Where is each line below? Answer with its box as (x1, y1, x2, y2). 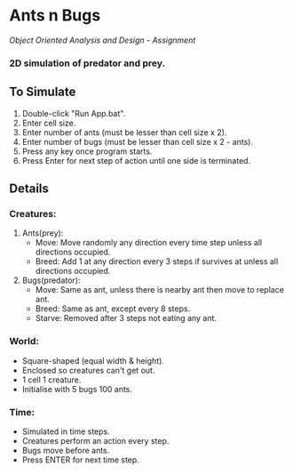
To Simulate (9, 84, 76, 100)
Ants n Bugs (9, 5, 101, 26)
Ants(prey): (21, 228, 64, 238)
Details (9, 181, 49, 197)
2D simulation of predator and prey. (9, 57, 166, 69)
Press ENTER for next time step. (21, 454, 139, 465)
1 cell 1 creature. (21, 374, 82, 385)
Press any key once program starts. (21, 146, 153, 157)
